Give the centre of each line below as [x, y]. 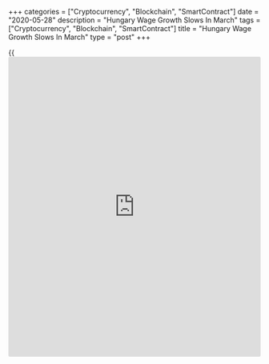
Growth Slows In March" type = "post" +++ [79, 37]
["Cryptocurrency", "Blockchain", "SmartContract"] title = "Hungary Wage [130, 28]
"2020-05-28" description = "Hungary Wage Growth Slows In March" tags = [134, 20]
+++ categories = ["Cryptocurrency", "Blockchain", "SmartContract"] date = [134, 12]
